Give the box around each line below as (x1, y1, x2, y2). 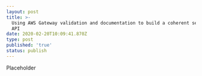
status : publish (6, 48, 47, 54)
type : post (6, 37, 34, 42)
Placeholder (6, 64, 36, 71)
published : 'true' (6, 42, 52, 48)
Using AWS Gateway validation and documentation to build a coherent (11, 20, 189, 26)
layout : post (6, 8, 39, 15)
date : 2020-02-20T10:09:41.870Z (6, 31, 87, 37)
